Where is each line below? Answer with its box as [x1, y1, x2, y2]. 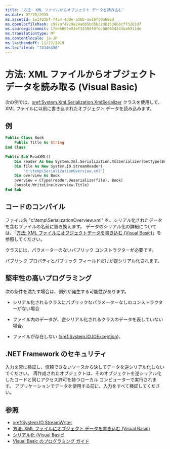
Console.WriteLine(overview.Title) [14, 183, 90, 188]
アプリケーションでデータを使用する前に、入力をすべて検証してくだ [15, 383, 156, 389]
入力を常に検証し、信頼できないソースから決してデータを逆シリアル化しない [5, 364, 164, 370]
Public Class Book [5, 135, 44, 141]
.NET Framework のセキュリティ [5, 350, 107, 358]
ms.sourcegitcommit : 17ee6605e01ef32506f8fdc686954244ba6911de [5, 26, 142, 31]
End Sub [5, 187, 22, 192]
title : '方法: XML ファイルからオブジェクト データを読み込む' [5, 7, 125, 13]
